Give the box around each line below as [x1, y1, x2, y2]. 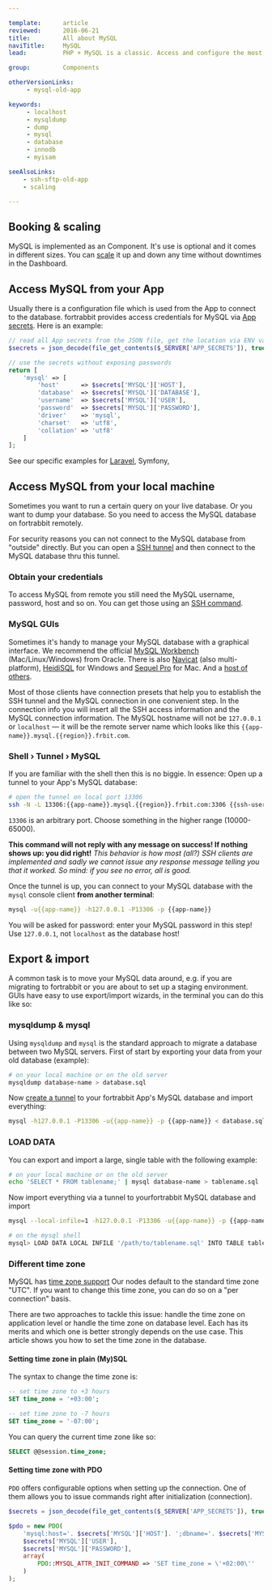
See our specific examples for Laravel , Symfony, [8, 456, 170, 466]
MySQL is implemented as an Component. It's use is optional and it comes [8, 241, 257, 251]
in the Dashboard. [8, 258, 68, 268]
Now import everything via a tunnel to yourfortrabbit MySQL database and [8, 1192, 257, 1203]
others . [8, 671, 32, 681]
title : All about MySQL [8, 34, 117, 42]
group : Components [8, 64, 100, 72]
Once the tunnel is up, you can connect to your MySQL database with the [8, 880, 253, 891]
